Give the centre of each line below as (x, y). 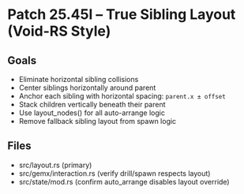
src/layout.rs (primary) (55, 165)
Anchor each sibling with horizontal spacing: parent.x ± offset (122, 96)
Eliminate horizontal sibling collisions (79, 79)
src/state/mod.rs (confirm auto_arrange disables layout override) (124, 181)
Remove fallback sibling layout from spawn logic (98, 121)
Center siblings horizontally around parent (87, 88)
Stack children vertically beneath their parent (92, 104)
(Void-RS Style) (59, 31)
